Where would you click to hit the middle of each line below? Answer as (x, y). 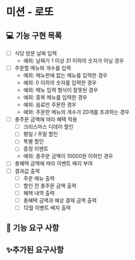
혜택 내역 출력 (39, 193)
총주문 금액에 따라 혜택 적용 (46, 119)
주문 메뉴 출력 (39, 178)
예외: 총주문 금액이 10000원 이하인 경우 (68, 156)
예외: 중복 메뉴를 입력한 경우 (55, 97)
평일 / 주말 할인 (41, 134)
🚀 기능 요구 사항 (33, 228)
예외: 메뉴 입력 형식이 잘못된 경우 (60, 90)
